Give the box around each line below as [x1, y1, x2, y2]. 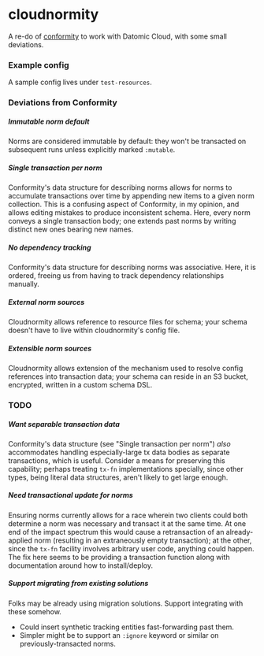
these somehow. [8, 606, 61, 616]
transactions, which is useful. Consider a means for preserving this [8, 455, 226, 465]
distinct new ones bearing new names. [8, 224, 134, 234]
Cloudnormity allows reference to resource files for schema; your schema [8, 317, 248, 327]
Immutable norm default [8, 117, 90, 126]
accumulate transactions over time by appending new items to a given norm [8, 191, 255, 201]
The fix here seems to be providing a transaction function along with [8, 552, 230, 561]
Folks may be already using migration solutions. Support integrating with [8, 599, 244, 608]
